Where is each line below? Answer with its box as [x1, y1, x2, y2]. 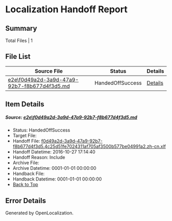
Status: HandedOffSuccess [12, 127, 71, 134]
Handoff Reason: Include [12, 154, 66, 161]
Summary [5, 24, 37, 33]
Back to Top [12, 182, 38, 188]
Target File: [12, 132, 37, 139]
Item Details [5, 100, 45, 108]
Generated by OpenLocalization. [5, 210, 74, 216]
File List [5, 52, 31, 61]
